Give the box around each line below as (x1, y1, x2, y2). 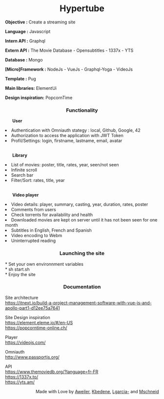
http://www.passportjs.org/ (5, 354, 60, 360)
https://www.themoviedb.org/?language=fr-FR (5, 369, 99, 375)
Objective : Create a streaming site (5, 19, 76, 25)
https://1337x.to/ (5, 374, 38, 379)
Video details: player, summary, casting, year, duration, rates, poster (11, 201, 148, 207)
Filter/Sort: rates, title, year (11, 178, 65, 183)
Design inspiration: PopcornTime (5, 95, 73, 100)
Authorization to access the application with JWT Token (11, 133, 123, 139)
